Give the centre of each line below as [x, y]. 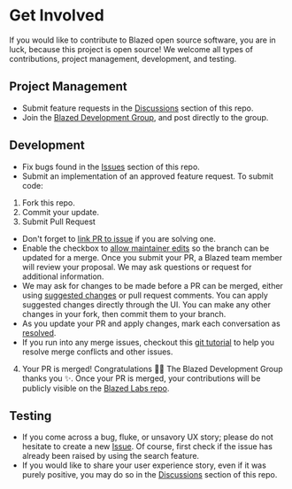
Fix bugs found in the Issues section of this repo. [111, 167]
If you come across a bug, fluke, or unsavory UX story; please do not [148, 437]
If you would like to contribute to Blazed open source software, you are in [142, 40]
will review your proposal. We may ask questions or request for [137, 267]
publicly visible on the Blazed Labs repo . [96, 388]
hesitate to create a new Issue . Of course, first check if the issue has [147, 446]
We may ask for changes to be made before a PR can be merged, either [152, 285]
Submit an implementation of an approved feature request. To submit [148, 176]
